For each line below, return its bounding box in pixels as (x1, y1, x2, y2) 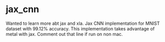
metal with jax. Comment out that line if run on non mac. (6, 31, 123, 37)
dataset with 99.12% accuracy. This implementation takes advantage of (6, 25, 155, 31)
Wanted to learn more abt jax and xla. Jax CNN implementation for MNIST (6, 20, 160, 26)
